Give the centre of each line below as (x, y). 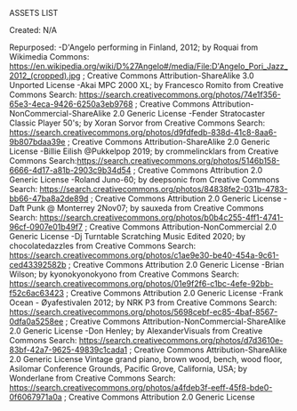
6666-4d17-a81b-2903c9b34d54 (70, 170)
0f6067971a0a (36, 397)
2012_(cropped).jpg (45, 76)
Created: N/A (33, 30)
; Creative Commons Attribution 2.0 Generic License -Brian (176, 265)
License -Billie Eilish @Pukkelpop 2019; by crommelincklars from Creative (144, 151)
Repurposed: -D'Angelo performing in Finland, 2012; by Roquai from (134, 47)
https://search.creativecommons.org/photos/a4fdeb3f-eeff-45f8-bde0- (141, 387)
